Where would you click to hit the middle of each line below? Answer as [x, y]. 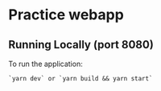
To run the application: [45, 64]
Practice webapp [66, 15]
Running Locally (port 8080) [81, 45]
